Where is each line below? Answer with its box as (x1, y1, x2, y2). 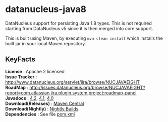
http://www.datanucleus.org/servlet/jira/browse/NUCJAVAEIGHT (5, 79, 140, 85)
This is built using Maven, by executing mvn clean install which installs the (5, 35, 163, 41)
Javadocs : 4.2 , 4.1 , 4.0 (5, 95, 54, 101)
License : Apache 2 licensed (5, 68, 65, 74)
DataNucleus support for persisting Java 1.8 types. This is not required (5, 20, 152, 26)
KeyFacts (5, 55, 35, 64)
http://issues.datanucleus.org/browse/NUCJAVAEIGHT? (29, 84, 145, 90)
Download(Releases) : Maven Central (5, 100, 84, 106)
